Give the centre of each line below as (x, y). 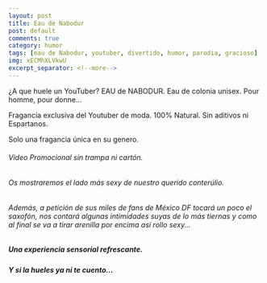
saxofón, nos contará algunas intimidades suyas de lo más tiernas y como (133, 216)
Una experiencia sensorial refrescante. (76, 249)
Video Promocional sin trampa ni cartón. (76, 158)
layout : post (30, 16)
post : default (32, 31)
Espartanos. (28, 123)
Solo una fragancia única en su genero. (74, 139)
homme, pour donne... (45, 99)
